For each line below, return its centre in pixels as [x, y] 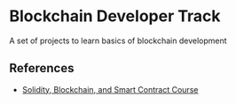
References [42, 68]
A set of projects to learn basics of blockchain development [118, 41]
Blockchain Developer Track [115, 16]
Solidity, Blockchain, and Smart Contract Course [110, 89]
